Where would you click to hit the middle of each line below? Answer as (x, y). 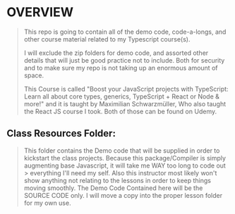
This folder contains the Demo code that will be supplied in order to (122, 150)
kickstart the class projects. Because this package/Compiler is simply (125, 158)
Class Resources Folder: (61, 133)
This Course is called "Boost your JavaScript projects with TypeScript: (126, 89)
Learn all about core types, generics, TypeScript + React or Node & (122, 96)
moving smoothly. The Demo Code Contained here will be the (113, 188)
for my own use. (47, 203)
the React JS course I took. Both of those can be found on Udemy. (120, 111)
